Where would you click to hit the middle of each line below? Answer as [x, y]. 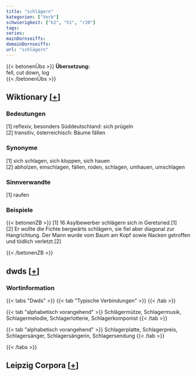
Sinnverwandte [28, 182]
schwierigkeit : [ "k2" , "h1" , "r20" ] [51, 22]
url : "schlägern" [27, 50]
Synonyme [22, 148]
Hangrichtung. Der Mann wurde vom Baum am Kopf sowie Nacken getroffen [98, 235]
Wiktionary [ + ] [33, 97]
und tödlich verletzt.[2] [34, 241]
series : [16, 33]
